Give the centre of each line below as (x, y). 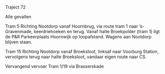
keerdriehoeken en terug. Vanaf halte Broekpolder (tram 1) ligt (97, 31)
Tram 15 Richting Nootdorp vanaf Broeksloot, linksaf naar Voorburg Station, (82, 52)
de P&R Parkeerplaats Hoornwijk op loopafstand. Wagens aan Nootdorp (79, 37)
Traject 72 (15, 7)
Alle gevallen (18, 17)
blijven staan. (19, 42)
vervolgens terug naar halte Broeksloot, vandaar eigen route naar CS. (76, 57)
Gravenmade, (19, 31)
